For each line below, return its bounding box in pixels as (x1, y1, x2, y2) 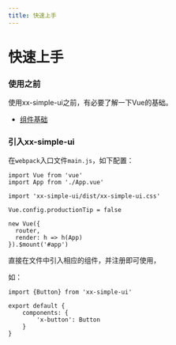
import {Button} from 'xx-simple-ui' (8, 288, 133, 297)
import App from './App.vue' (8, 179, 104, 187)
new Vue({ (8, 220, 41, 228)
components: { (22, 309, 69, 317)
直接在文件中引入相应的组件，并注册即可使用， (8, 256, 160, 265)
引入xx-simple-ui (8, 136, 75, 147)
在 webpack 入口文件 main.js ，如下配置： (8, 156, 134, 165)
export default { (8, 302, 66, 310)
